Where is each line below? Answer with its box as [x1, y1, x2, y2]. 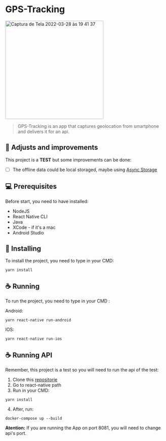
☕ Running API [5, 351, 53, 359]
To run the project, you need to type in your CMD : [5, 298, 110, 304]
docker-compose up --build [5, 416, 62, 421]
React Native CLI [12, 213, 48, 219]
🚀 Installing [5, 245, 41, 253]
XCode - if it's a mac [12, 224, 56, 230]
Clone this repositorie [12, 377, 58, 383]
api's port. [5, 430, 27, 436]
